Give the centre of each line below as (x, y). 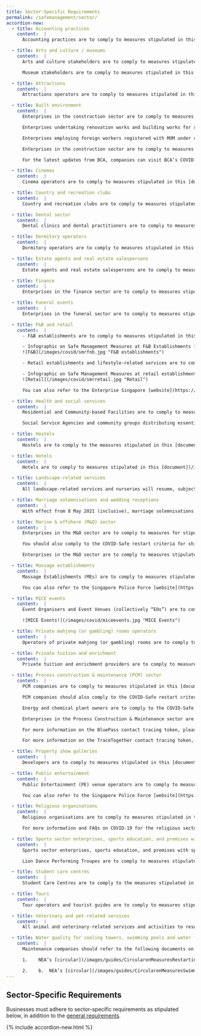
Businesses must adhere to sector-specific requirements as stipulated (92, 1010)
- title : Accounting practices (51, 29)
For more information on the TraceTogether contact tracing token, (108, 741)
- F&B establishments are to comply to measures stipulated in (103, 336)
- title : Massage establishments (53, 565)
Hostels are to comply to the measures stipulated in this (97, 445)
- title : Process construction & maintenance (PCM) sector (87, 675)
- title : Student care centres (51, 872)
